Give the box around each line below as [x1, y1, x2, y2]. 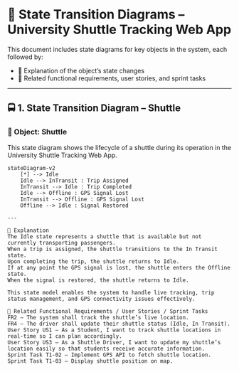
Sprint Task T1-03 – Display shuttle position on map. [7, 357, 174, 365]
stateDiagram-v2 [7, 164, 55, 171]
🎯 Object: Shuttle [7, 127, 68, 137]
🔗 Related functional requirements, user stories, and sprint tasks [17, 74, 206, 83]
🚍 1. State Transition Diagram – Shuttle [7, 102, 181, 115]
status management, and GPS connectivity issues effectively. [7, 295, 196, 302]
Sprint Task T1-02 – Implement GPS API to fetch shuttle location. [7, 351, 212, 358]
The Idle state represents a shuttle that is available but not [7, 233, 202, 240]
